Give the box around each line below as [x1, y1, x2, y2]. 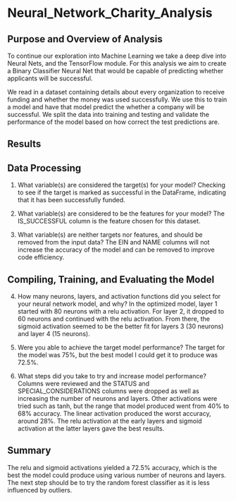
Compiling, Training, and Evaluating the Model [7, 273, 215, 285]
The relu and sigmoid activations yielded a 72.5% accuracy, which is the [7, 463, 217, 471]
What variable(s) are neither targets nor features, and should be [17, 230, 203, 239]
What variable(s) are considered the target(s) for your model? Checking [17, 181, 225, 190]
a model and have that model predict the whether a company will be [7, 103, 205, 111]
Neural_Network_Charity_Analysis [7, 5, 213, 21]
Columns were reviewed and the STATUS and [17, 379, 150, 388]
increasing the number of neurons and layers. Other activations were [17, 395, 218, 403]
